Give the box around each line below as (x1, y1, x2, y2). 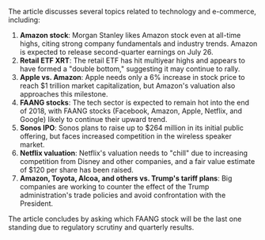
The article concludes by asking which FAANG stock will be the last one (8, 214, 242, 223)
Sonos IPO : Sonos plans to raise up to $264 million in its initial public (19, 123, 244, 132)
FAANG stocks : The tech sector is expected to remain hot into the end (19, 98, 250, 107)
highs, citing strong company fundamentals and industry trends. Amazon (19, 39, 258, 48)
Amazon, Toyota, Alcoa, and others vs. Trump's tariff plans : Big (19, 173, 233, 183)
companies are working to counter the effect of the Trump (19, 182, 210, 191)
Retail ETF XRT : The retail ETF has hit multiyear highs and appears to (19, 55, 245, 65)
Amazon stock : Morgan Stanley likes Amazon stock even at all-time (19, 31, 241, 40)
